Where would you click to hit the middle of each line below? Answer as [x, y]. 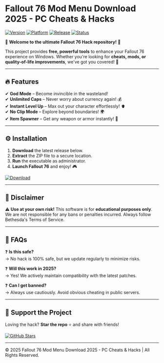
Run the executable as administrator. [49, 161]
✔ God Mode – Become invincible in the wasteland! [57, 93]
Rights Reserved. [22, 355]
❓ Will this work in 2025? [31, 269]
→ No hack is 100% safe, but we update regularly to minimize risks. [73, 259]
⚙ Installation [26, 139]
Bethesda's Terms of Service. [35, 220]
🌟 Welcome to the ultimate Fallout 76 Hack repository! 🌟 [63, 42]
